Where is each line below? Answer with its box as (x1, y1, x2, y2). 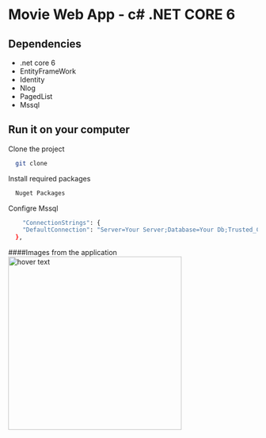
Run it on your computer (8, 123, 131, 136)
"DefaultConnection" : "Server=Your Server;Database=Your (22, 226, 215, 234)
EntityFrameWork (19, 67, 77, 76)
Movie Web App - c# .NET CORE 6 (8, 6, 236, 24)
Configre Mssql (8, 204, 59, 213)
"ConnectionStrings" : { (22, 219, 101, 227)
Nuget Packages (15, 189, 66, 197)
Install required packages (8, 173, 91, 183)
